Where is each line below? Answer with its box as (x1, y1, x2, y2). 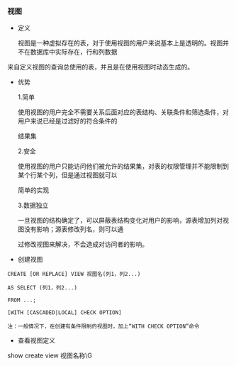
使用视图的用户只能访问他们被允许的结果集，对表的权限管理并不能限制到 (17, 162, 229, 171)
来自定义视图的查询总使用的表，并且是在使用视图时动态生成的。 (7, 62, 193, 72)
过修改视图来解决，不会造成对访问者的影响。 (17, 240, 149, 249)
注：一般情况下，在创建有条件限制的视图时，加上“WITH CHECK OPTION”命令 (7, 323, 200, 331)
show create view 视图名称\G (7, 351, 92, 360)
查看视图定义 (17, 336, 55, 345)
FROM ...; (7, 296, 37, 304)
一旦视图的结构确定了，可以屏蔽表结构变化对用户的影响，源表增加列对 (17, 216, 223, 225)
